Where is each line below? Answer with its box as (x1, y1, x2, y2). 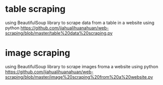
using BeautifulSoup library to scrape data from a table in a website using (5, 20, 155, 26)
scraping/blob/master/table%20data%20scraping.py (5, 30, 113, 36)
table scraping (5, 3, 66, 15)
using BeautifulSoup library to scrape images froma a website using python (5, 63, 159, 69)
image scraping (5, 48, 71, 58)
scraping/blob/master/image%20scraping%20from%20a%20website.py (5, 74, 153, 80)
